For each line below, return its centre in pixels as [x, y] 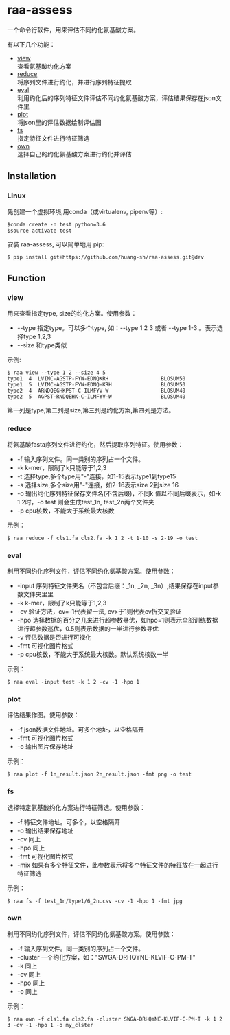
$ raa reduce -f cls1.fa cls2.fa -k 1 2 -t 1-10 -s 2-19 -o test [102, 538]
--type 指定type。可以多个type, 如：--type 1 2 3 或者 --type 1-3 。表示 [117, 328]
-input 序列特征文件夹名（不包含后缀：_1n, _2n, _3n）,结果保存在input [115, 585]
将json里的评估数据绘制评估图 [59, 122]
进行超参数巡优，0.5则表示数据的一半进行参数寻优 [88, 628]
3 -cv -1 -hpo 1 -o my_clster [50, 1025]
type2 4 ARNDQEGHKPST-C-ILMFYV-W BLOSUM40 [96, 391]
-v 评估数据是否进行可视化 [54, 637]
